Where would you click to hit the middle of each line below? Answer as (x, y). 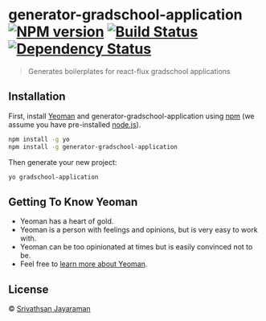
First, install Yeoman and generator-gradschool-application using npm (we (131, 116)
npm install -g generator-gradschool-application (93, 146)
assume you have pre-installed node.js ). (75, 124)
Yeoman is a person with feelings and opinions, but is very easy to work (139, 230)
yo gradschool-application (53, 177)
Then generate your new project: (63, 162)
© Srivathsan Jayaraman (49, 309)
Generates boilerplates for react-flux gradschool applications (129, 71)
